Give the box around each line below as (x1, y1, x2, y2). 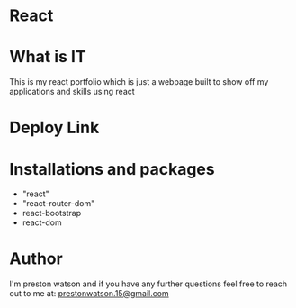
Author (9, 249, 63, 269)
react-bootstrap (22, 208, 82, 219)
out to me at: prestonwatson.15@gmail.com (9, 288, 169, 299)
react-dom (22, 217, 62, 228)
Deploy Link (9, 118, 100, 138)
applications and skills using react (9, 86, 135, 97)
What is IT (9, 47, 87, 68)
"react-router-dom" (22, 198, 95, 209)
